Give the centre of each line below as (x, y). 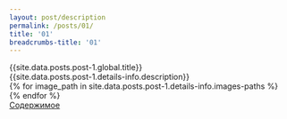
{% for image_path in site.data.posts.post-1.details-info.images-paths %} (144, 86)
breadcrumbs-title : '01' (55, 42)
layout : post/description (57, 17)
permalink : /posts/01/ (51, 26)
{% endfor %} (35, 96)
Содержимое (35, 105)
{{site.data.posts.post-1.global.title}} (76, 67)
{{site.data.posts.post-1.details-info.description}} (100, 77)
